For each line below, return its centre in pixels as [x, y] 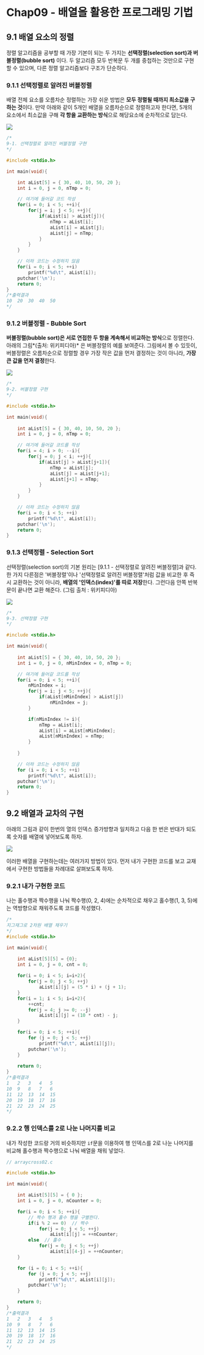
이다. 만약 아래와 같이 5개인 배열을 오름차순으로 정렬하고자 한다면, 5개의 [107, 107]
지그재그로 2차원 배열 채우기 [37, 925]
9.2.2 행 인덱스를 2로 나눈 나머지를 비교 [61, 1129]
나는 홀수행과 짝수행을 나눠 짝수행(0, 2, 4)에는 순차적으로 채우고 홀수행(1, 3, [96, 900]
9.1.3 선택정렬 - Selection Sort [50, 552]
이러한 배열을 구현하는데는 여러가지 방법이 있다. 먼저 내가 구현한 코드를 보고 [96, 861]
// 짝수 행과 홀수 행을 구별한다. [64, 1217]
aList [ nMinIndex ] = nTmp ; [72, 736]
